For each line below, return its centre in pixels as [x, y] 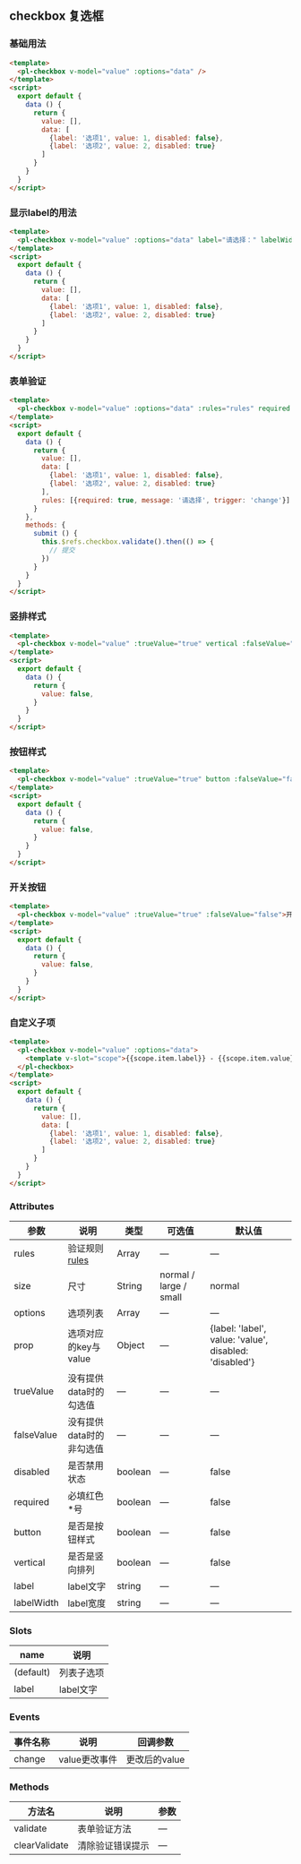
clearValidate [41, 1845]
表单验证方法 [104, 1828]
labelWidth [37, 1603]
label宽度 [87, 1603]
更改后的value [155, 1759]
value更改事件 [88, 1759]
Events [25, 1717]
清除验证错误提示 [113, 1845]
